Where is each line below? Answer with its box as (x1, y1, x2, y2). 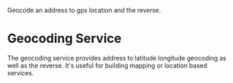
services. (7, 68, 34, 77)
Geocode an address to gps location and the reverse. (7, 6, 161, 14)
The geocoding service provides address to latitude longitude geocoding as (7, 53, 227, 62)
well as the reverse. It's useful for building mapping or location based (7, 61, 208, 70)
